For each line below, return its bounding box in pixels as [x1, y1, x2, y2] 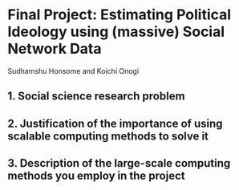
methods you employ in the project [7, 169, 185, 183]
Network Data [7, 40, 102, 58]
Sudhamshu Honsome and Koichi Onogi [7, 66, 140, 75]
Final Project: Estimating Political [7, 6, 232, 24]
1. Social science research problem [7, 90, 185, 103]
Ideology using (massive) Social [7, 22, 225, 41]
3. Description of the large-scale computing [7, 156, 231, 170]
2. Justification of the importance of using [7, 116, 223, 130]
